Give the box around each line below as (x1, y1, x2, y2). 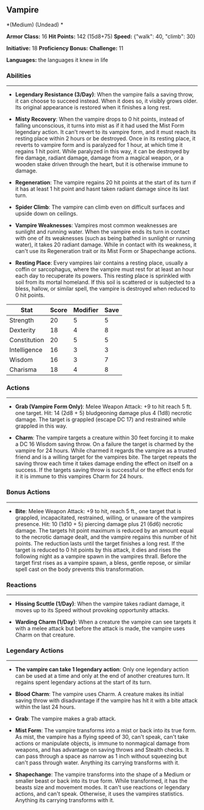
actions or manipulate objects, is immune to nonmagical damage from (15, 740, 190, 747)
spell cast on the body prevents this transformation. (15, 565, 144, 573)
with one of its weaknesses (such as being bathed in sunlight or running (15, 235, 195, 242)
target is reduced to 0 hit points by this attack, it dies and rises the (15, 546, 181, 553)
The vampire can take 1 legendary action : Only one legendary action (15, 666, 189, 673)
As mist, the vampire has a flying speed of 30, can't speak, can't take (15, 734, 189, 741)
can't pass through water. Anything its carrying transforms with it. (15, 759, 180, 766)
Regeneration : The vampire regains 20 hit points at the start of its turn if (15, 179, 196, 186)
